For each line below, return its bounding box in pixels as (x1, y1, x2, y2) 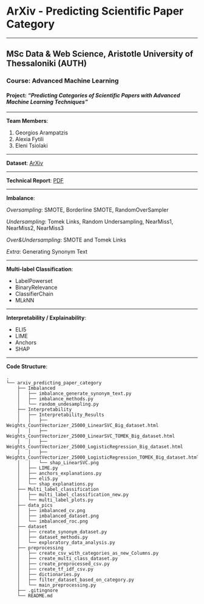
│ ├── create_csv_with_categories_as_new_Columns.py (17, 550, 159, 557)
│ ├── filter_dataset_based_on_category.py (17, 577, 135, 583)
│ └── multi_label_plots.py (17, 497, 94, 503)
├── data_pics (17, 502, 53, 509)
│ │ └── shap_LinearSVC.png (17, 460, 99, 466)
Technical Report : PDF (6, 177, 64, 184)
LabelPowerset (15, 277, 53, 285)
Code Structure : (6, 363, 47, 370)
